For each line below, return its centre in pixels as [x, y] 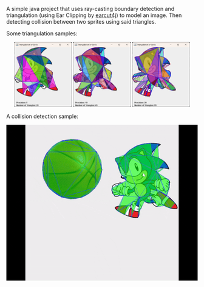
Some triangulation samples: [42, 33]
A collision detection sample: [42, 116]
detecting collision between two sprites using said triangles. [81, 22]
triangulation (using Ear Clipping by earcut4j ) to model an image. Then [94, 15]
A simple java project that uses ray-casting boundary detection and [90, 9]
